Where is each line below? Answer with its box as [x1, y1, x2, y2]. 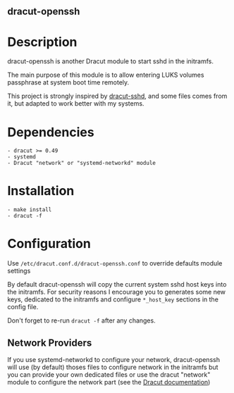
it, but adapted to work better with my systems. [7, 99, 144, 108]
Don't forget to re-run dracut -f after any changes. [7, 316, 156, 325]
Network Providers [7, 337, 92, 349]
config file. [7, 303, 39, 311]
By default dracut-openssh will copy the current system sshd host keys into [7, 280, 227, 289]
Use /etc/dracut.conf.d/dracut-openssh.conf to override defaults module [7, 259, 223, 268]
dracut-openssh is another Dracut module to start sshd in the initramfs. [7, 57, 214, 65]
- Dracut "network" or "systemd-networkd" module [7, 160, 156, 167]
